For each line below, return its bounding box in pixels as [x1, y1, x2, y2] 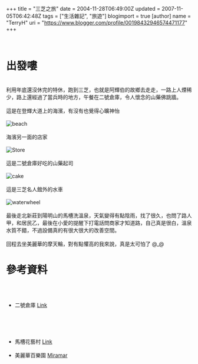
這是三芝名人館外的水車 [6, 185, 63, 193]
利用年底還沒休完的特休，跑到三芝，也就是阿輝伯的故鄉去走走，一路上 [6, 86, 177, 93]
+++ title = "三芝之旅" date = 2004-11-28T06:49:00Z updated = [6, 5, 161, 12]
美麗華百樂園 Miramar [14, 352, 68, 359]
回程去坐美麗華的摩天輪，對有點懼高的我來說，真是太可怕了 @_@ [6, 240, 164, 247]
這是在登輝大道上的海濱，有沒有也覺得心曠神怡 [6, 107, 120, 114]
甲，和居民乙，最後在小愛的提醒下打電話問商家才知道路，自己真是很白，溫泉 [6, 219, 192, 226]
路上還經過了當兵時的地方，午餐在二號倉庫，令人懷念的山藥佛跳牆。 [16, 93, 181, 100]
